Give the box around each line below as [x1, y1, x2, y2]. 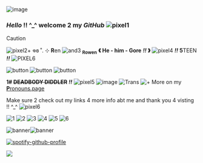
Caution [6, 35, 26, 42]
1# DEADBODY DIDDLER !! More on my [6, 78, 182, 86]
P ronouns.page [6, 85, 45, 92]
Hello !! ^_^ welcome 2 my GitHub [6, 21, 105, 29]
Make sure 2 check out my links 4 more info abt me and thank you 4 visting [6, 97, 195, 104]
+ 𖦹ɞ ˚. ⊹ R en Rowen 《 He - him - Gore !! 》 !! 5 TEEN [27, 47, 197, 56]
